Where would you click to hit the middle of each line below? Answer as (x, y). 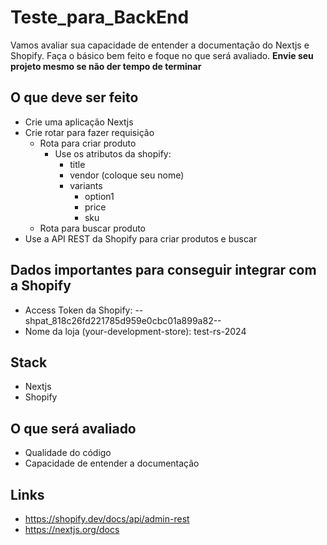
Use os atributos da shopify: (113, 153)
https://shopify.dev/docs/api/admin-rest (107, 519)
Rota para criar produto (88, 143)
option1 (99, 196)
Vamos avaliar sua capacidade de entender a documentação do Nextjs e (160, 45)
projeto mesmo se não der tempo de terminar (106, 66)
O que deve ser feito (74, 97)
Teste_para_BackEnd (100, 17)
